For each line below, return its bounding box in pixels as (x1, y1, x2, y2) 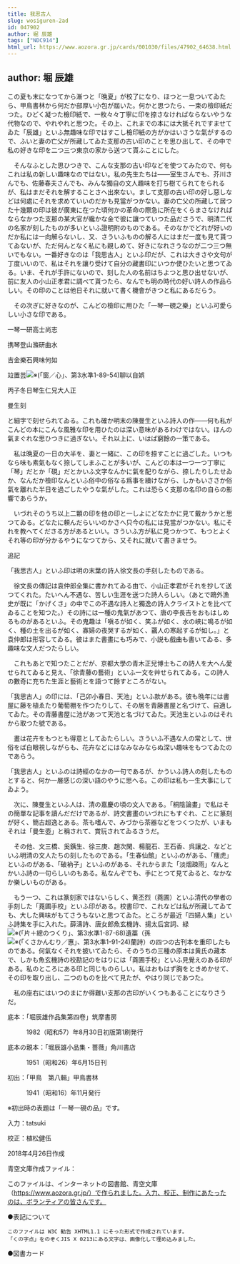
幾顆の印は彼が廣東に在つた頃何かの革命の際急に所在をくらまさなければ (19, 205, 233, 214)
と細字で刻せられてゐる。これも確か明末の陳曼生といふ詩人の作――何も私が (7, 416, 233, 425)
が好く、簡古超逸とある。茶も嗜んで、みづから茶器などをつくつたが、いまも (7, 818, 232, 826)
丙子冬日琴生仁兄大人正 (7, 386, 76, 394)
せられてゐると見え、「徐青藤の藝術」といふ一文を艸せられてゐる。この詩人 (7, 668, 230, 676)
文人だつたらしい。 (26, 643, 83, 652)
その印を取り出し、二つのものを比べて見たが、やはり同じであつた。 (7, 973, 208, 982)
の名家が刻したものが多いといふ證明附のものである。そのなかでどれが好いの (7, 223, 233, 232)
